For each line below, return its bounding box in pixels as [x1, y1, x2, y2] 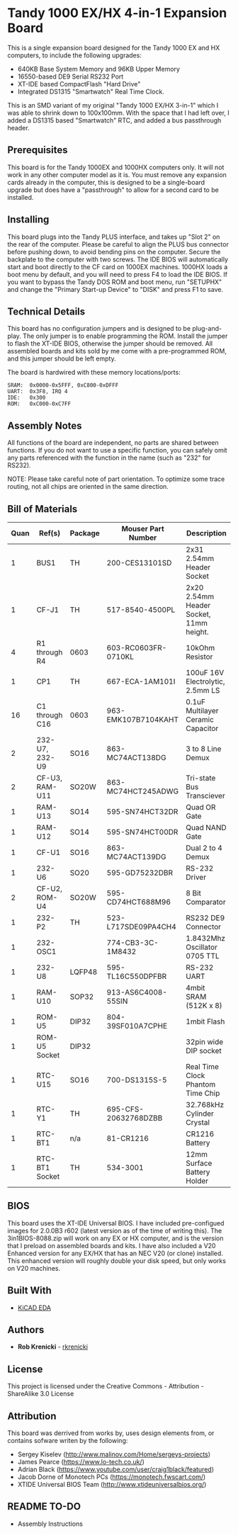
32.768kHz [186, 1100, 225, 1109]
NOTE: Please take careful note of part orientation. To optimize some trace [7, 475, 225, 483]
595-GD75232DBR [106, 868, 174, 878]
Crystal [186, 1118, 210, 1127]
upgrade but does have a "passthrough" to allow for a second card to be [7, 186, 220, 194]
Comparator [186, 897, 226, 907]
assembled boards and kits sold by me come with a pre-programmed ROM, [7, 347, 227, 356]
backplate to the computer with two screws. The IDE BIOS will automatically [7, 255, 229, 264]
